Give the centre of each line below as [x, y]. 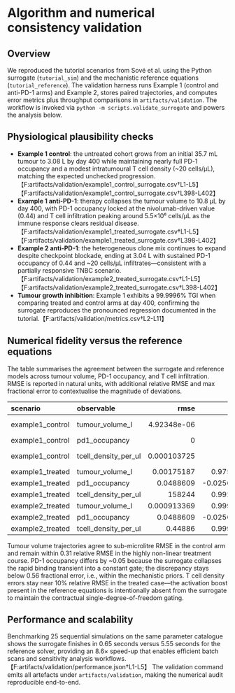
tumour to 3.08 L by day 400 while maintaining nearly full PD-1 [107, 161]
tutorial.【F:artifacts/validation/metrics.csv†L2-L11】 [92, 318]
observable [96, 408]
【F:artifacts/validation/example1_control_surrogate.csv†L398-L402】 [118, 193]
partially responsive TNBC [55, 270]
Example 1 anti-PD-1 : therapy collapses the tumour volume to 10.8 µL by [121, 201]
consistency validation [74, 28]
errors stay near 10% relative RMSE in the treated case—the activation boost [117, 583]
